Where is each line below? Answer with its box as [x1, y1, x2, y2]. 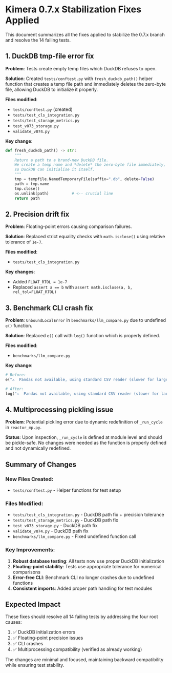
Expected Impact [5, 600, 60, 609]
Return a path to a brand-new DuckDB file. [14, 158, 109, 163]
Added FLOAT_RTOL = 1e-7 [12, 279, 68, 285]
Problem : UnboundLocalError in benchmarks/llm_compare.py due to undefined [5, 317, 166, 323]
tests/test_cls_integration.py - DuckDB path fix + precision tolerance [12, 512, 165, 518]
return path [14, 196, 40, 201]
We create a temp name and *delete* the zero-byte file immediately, [14, 162, 166, 167]
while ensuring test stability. [5, 662, 64, 668]
